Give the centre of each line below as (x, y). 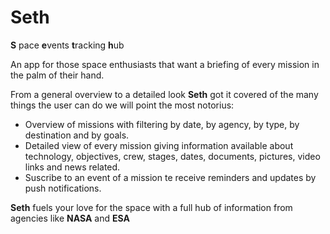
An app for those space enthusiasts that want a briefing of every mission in (165, 64)
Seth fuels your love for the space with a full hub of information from (151, 207)
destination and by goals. (77, 135)
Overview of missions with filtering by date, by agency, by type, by (162, 124)
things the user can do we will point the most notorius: (122, 105)
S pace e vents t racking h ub (67, 45)
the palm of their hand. (57, 75)
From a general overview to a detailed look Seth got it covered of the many (164, 94)
